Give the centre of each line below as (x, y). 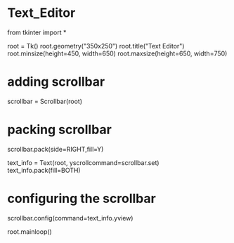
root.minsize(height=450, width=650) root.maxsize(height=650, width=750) (117, 53)
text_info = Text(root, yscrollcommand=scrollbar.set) (83, 162)
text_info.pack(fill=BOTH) (44, 170)
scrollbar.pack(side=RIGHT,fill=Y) (56, 149)
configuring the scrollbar (82, 199)
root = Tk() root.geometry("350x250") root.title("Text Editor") (96, 46)
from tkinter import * (37, 32)
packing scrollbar (60, 130)
